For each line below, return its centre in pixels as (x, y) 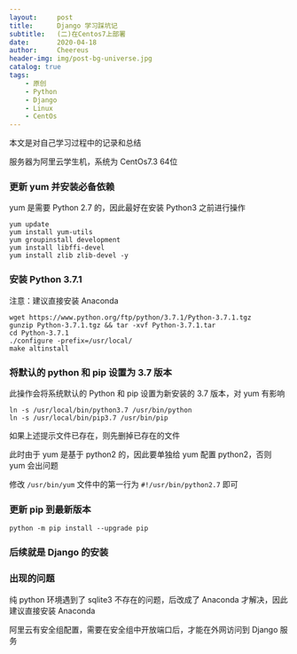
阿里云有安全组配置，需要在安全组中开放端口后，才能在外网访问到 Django (144, 629)
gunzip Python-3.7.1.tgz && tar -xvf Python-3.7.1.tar (113, 325)
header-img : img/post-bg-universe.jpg (81, 59)
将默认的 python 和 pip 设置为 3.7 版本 (91, 372)
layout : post (41, 17)
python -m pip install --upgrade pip (79, 529)
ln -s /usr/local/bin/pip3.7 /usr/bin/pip (89, 418)
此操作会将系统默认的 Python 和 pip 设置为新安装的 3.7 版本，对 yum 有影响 (147, 394)
